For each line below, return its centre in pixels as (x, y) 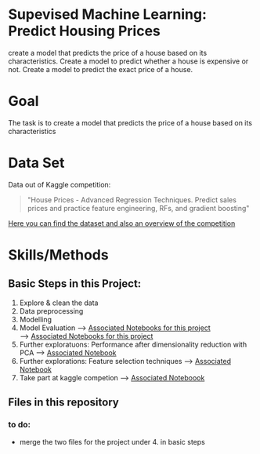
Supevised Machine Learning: (108, 15)
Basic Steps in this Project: (75, 284)
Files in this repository (63, 403)
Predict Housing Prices (84, 31)
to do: (20, 425)
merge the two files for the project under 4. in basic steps (112, 441)
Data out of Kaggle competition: (60, 184)
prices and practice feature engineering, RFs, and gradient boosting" (138, 208)
